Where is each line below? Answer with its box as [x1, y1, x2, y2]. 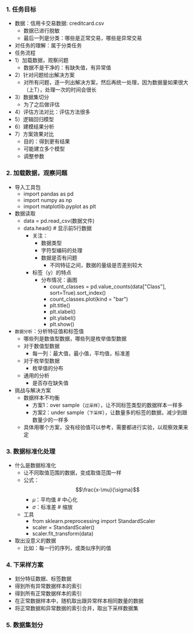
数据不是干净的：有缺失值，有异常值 [23, 64, 112, 71]
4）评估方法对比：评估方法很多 [14, 108, 91, 116]
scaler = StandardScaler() [32, 524, 95, 531]
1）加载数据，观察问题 [14, 57, 69, 64]
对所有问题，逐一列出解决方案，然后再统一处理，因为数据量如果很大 [23, 79, 189, 86]
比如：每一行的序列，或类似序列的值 [23, 544, 112, 551]
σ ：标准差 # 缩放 [32, 503, 73, 511]
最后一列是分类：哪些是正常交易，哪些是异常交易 [23, 34, 142, 42]
